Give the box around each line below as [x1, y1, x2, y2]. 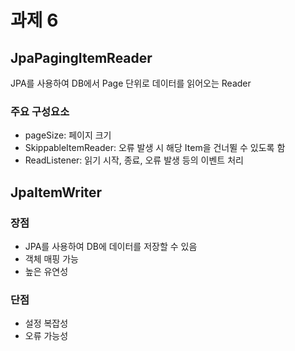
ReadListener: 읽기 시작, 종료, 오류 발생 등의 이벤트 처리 [24, 154, 244, 166]
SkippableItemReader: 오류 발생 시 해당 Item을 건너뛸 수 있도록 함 [24, 142, 286, 154]
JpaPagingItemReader [10, 49, 153, 66]
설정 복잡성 [24, 317, 69, 330]
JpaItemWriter [10, 184, 103, 201]
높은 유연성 [24, 265, 69, 277]
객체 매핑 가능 [24, 252, 79, 265]
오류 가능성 [24, 330, 69, 342]
